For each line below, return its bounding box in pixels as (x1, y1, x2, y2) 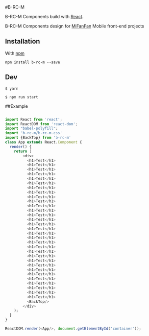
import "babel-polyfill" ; (5, 126, 58, 131)
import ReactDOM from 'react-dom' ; (5, 121, 78, 126)
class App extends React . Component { (5, 140, 82, 144)
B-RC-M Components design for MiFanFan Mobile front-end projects (5, 23, 145, 29)
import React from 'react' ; (5, 117, 63, 122)
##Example (5, 103, 28, 109)
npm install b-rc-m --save (5, 60, 60, 65)
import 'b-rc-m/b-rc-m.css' (5, 131, 63, 136)
